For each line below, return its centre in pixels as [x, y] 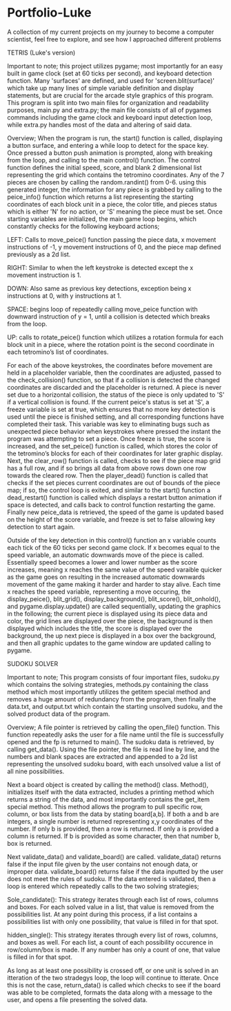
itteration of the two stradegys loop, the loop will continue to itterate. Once [113, 977]
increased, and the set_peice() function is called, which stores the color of [113, 446]
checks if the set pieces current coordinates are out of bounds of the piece [114, 482]
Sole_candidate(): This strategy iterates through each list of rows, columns [113, 899]
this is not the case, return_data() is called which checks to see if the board [114, 985]
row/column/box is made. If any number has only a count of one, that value [114, 949]
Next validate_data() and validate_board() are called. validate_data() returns [114, 857]
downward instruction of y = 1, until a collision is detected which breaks [109, 316]
